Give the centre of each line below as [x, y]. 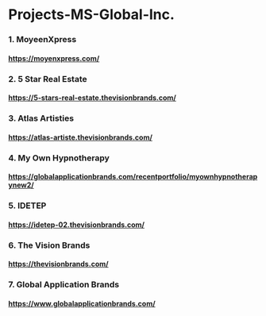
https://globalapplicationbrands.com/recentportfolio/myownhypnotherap [133, 177]
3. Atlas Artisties [41, 118]
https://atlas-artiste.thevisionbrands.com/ [81, 137]
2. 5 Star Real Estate [48, 79]
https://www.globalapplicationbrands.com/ [82, 303]
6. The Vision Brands [49, 245]
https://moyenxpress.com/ [54, 58]
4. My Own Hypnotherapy [59, 158]
